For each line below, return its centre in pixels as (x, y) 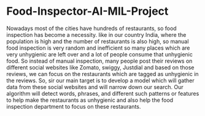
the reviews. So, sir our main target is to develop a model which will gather (100, 80)
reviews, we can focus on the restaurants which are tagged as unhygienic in (102, 74)
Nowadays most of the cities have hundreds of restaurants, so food (91, 28)
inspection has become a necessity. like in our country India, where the (96, 34)
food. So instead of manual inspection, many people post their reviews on (99, 61)
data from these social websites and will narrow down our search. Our (95, 87)
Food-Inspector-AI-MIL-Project (87, 11)
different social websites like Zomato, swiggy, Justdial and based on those (100, 67)
